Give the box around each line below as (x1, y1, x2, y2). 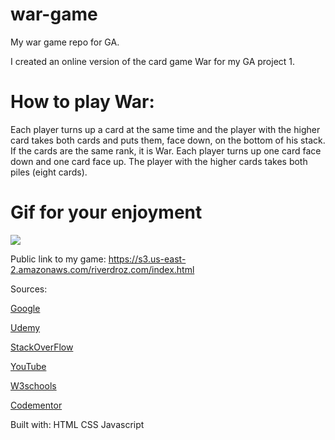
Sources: (10, 283, 48, 295)
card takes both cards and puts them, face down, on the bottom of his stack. (10, 134, 326, 146)
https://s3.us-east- (108, 253, 187, 265)
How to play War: (10, 91, 155, 113)
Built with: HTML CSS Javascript (10, 418, 145, 430)
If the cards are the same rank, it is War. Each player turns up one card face (10, 144, 322, 157)
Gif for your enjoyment (10, 201, 203, 224)
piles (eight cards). (10, 166, 88, 178)
